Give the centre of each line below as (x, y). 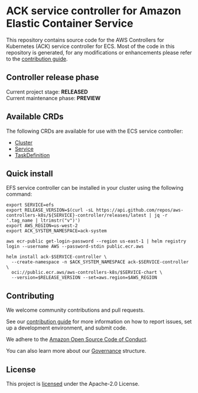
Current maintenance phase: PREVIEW (53, 98)
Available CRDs (35, 117)
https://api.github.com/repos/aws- (140, 210)
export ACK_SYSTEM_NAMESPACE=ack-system (57, 231)
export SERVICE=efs (30, 205)
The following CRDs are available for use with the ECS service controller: (95, 131)
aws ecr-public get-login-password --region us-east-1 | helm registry (96, 241)
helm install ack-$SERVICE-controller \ (57, 257)
